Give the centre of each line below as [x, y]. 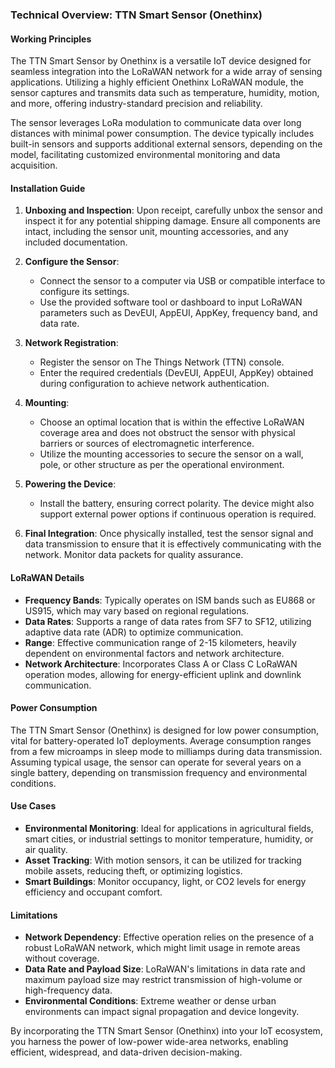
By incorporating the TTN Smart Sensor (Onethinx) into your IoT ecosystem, [166, 1031]
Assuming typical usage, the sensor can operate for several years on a [156, 762]
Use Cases [33, 806]
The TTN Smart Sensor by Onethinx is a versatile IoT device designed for [161, 61]
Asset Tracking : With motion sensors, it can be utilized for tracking [163, 860]
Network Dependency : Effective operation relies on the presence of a [169, 937]
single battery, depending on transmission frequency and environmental [159, 772]
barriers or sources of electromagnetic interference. [147, 444]
